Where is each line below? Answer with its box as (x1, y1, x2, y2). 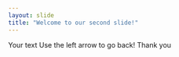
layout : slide (8, 11, 55, 20)
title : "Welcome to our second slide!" (8, 19, 139, 27)
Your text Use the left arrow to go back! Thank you (8, 40, 171, 49)
